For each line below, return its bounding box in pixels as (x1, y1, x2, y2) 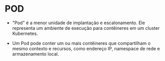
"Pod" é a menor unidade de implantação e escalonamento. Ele (12, 20, 146, 26)
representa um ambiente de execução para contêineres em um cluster (12, 25, 160, 31)
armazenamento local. (12, 51, 59, 57)
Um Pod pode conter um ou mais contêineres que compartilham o (12, 40, 151, 46)
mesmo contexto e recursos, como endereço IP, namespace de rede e (12, 45, 160, 51)
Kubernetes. (12, 30, 38, 36)
